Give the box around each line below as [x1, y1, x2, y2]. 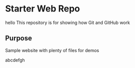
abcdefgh [5, 57, 25, 63]
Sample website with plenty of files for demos [5, 47, 100, 53]
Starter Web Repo [5, 3, 80, 14]
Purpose [5, 34, 32, 42]
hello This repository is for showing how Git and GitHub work [5, 19, 131, 25]
